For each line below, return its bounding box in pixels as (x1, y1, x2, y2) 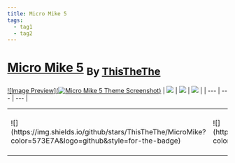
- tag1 (13, 23, 33, 30)
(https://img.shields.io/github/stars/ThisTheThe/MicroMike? (10, 127, 206, 136)
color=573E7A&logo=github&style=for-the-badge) (10, 136, 181, 146)
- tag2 (13, 29, 33, 37)
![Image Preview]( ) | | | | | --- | (7, 86, 220, 94)
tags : (7, 17, 23, 24)
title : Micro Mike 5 (7, 10, 68, 17)
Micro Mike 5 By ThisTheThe (7, 60, 161, 78)
